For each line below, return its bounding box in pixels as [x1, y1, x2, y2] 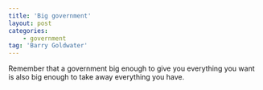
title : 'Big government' [8, 11, 92, 20]
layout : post [8, 19, 52, 27]
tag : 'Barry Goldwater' [8, 42, 88, 50]
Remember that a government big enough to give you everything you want [8, 63, 255, 73]
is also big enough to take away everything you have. [8, 72, 185, 82]
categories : [8, 27, 48, 35]
